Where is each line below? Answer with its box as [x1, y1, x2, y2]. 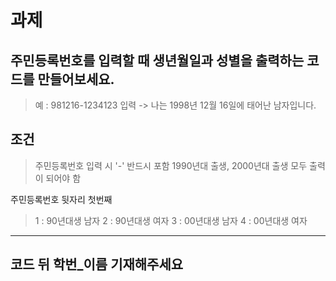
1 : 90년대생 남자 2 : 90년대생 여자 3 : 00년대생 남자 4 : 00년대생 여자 [34, 214, 308, 226]
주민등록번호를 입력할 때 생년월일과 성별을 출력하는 [10, 52, 305, 69]
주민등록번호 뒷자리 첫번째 [10, 193, 113, 205]
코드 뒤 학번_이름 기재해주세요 [10, 256, 184, 273]
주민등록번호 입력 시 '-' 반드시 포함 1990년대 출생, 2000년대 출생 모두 [34, 159, 308, 171]
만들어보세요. [37, 71, 115, 88]
